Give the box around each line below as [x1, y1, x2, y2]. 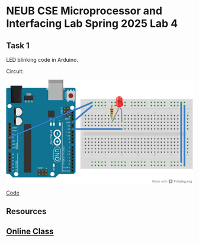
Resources [6, 206, 47, 216]
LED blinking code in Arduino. [6, 56, 79, 63]
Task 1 [6, 40, 30, 51]
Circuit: [6, 68, 24, 75]
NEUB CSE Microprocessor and [6, 4, 163, 18]
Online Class [6, 227, 54, 237]
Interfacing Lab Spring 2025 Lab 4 [6, 17, 178, 30]
